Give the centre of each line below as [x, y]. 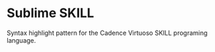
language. [21, 40]
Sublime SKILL [50, 13]
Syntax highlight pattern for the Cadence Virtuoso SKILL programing [107, 33]
